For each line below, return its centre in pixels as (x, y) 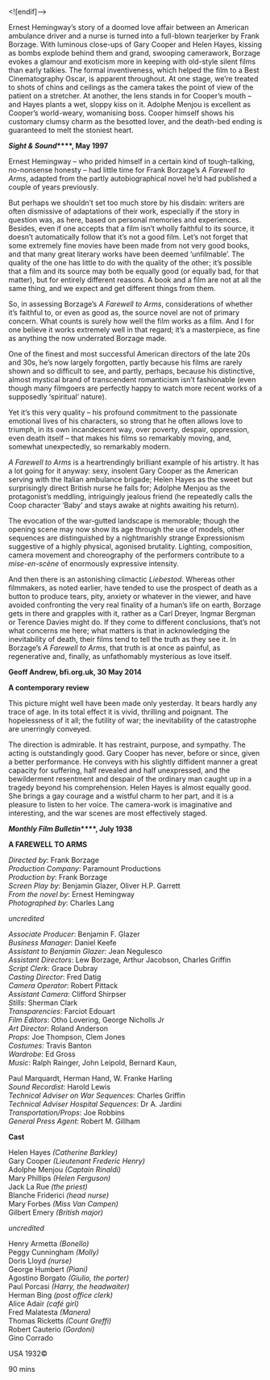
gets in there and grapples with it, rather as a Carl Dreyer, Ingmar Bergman (132, 613)
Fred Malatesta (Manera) (50, 1312)
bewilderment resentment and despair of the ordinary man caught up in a (130, 779)
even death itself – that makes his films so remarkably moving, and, (120, 438)
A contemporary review (49, 688)
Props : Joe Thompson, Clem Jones (67, 1037)
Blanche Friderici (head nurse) (59, 1195)
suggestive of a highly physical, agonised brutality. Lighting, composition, (130, 546)
